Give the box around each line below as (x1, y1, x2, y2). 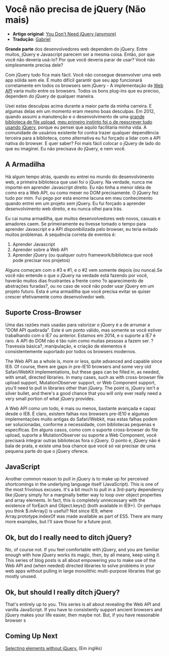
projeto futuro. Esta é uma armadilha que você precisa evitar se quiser (5, 288, 151, 294)
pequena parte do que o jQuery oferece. (5, 448, 89, 454)
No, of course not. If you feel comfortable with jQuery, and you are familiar (5, 547, 159, 553)
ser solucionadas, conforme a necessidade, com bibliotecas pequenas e (5, 421, 155, 427)
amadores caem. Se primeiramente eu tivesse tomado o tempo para (5, 220, 146, 227)
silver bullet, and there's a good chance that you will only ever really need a (5, 390, 162, 396)
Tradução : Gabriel (12, 36, 51, 42)
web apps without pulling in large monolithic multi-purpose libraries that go (5, 568, 161, 574)
